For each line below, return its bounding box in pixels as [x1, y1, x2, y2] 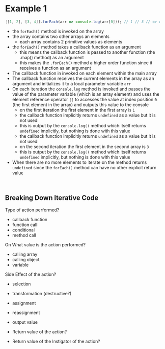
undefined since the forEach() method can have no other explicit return [12, 164, 157, 170]
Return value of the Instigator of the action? [12, 338, 101, 344]
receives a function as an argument [19, 65, 91, 71]
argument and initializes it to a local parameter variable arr [12, 80, 131, 86]
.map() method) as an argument [19, 54, 84, 60]
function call [12, 222, 38, 228]
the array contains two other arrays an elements [12, 33, 110, 39]
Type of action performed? [5, 207, 59, 213]
